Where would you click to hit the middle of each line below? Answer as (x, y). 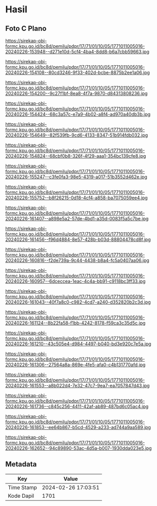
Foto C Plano (26, 29)
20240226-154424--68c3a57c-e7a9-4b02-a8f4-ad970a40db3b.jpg (78, 114)
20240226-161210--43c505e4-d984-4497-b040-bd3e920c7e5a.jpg (78, 344)
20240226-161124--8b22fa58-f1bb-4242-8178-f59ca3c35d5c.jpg (75, 323)
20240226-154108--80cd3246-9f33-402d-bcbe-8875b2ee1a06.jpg (78, 72)
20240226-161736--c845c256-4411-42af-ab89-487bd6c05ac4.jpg (77, 406)
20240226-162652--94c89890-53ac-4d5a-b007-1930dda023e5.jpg (79, 448)
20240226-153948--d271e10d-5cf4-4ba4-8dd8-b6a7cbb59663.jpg (77, 52)
